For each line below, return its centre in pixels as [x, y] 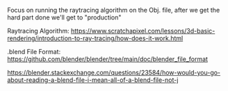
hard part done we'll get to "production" [64, 17]
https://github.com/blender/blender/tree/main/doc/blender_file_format [108, 59]
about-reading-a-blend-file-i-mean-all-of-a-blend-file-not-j [93, 80]
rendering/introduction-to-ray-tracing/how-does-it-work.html [95, 38]
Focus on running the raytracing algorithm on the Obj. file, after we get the [114, 10]
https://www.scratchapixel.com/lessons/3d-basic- [143, 31]
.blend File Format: [34, 52]
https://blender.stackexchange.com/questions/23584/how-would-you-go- [114, 73]
